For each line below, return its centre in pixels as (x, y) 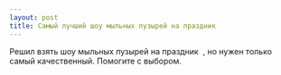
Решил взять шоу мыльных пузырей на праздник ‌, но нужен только (141, 51)
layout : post (34, 17)
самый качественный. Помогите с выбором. (96, 61)
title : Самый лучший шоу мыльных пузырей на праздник (113, 26)
